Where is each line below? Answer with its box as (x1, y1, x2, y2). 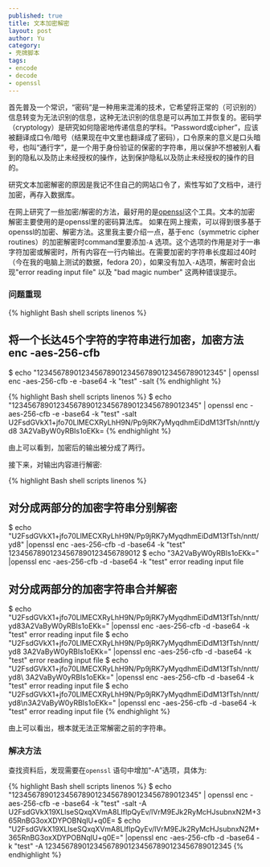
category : (8, 42, 42, 50)
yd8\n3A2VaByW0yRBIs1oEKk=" (8, 698, 117, 708)
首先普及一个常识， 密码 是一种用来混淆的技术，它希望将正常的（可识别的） (8, 102, 261, 112)
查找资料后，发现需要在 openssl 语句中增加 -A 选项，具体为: (8, 765, 207, 775)
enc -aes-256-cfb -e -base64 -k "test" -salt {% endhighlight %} (8, 376, 222, 386)
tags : (8, 57, 27, 65)
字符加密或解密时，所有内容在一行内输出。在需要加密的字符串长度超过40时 (8, 247, 257, 257)
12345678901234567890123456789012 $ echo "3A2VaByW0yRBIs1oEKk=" (8, 549, 260, 558)
